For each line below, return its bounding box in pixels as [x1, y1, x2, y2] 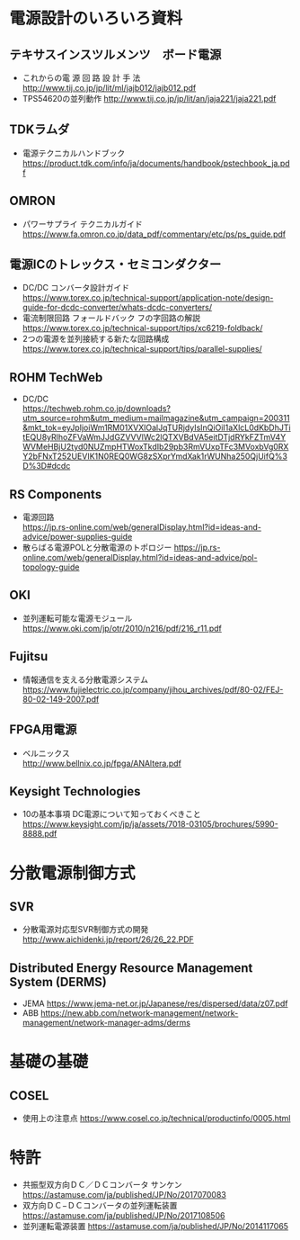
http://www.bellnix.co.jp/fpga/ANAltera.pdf [22, 758, 182, 768]
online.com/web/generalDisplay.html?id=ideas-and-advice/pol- [22, 553, 258, 563]
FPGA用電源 [9, 722, 77, 738]
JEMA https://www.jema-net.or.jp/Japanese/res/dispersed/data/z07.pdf [22, 998, 288, 1009]
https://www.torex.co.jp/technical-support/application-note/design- [22, 292, 274, 303]
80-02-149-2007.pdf [22, 694, 100, 705]
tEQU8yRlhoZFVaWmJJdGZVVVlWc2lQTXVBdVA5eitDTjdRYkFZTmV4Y [22, 432, 287, 443]
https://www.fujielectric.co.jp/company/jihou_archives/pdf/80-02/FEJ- [22, 684, 284, 695]
